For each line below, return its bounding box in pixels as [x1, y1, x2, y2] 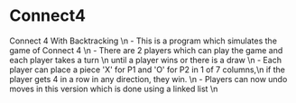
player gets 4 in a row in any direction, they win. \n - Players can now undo [9, 73, 288, 84]
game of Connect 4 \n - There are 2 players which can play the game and [9, 44, 283, 55]
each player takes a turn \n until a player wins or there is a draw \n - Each [9, 54, 282, 65]
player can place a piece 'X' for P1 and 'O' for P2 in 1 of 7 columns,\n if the [9, 64, 286, 75]
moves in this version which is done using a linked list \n [9, 83, 218, 94]
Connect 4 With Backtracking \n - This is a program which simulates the [9, 35, 278, 46]
